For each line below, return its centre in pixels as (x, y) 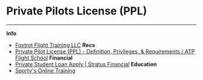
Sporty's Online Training (45, 70)
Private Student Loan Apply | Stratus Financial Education (86, 64)
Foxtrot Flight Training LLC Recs (55, 45)
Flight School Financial (44, 58)
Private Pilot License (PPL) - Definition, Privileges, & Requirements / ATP (105, 51)
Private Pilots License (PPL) (77, 11)
